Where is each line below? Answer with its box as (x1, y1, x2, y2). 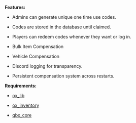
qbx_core (12, 112, 32, 118)
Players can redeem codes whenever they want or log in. (12, 34, 131, 39)
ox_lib (12, 93, 25, 98)
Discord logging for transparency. (12, 63, 83, 69)
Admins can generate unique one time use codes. (12, 14, 116, 20)
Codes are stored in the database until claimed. (12, 24, 111, 30)
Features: (5, 5, 26, 10)
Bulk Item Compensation (12, 44, 64, 50)
